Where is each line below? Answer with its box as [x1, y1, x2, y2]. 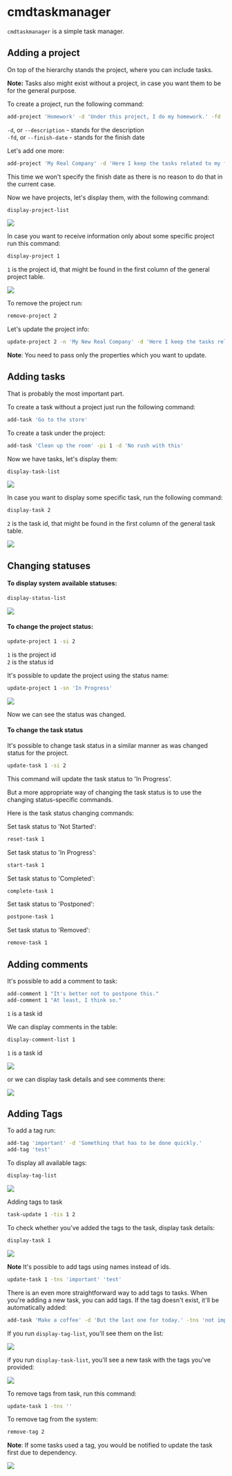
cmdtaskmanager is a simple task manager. [7, 27, 124, 35]
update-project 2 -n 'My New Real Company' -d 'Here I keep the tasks [7, 339, 215, 346]
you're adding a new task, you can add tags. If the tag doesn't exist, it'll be [7, 1296, 220, 1304]
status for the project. [7, 749, 69, 757]
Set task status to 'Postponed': [7, 900, 95, 908]
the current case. [7, 179, 57, 188]
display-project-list [7, 206, 70, 213]
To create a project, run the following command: [7, 100, 144, 108]
